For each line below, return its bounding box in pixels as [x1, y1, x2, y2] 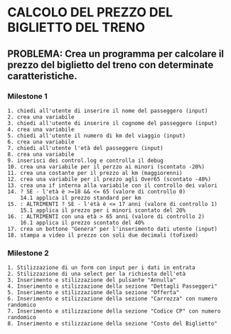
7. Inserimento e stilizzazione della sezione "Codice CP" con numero [7, 308, 221, 315]
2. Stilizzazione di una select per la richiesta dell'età [7, 271, 186, 278]
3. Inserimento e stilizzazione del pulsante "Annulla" [7, 276, 176, 284]
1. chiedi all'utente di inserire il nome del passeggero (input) [7, 107, 208, 114]
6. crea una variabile [7, 138, 75, 146]
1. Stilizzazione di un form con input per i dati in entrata [7, 264, 195, 271]
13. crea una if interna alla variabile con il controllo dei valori [7, 182, 218, 189]
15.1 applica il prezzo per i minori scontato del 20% [20, 207, 186, 214]
